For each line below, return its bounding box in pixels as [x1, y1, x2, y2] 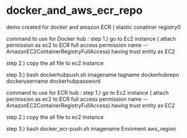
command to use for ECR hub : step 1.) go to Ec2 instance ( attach [6, 89, 169, 96]
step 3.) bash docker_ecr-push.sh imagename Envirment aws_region [6, 125, 176, 132]
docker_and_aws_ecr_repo [6, 4, 143, 17]
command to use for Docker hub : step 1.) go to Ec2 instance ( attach [6, 35, 176, 42]
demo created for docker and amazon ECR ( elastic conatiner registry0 [6, 23, 181, 31]
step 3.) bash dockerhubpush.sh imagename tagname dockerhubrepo [6, 71, 179, 78]
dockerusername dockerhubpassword [6, 77, 101, 85]
